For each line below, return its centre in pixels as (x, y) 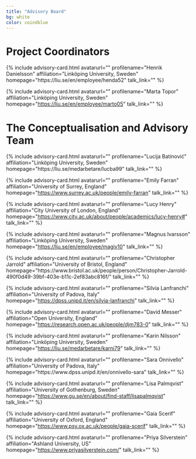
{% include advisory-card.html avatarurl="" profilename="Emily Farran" (93, 180)
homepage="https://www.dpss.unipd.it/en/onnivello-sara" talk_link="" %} (95, 372)
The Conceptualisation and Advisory (97, 128)
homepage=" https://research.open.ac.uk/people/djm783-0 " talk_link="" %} (97, 325)
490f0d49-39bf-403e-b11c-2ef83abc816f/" (59, 277)
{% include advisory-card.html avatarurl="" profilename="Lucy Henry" (91, 204)
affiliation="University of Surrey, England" (56, 187)
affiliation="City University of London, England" (63, 210)
